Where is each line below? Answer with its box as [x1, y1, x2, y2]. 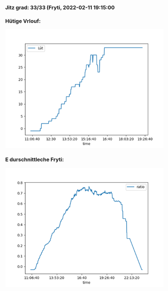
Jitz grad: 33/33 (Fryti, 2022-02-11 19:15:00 [5, 4, 115, 11]
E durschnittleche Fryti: [5, 156, 64, 163]
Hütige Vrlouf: [5, 17, 41, 24]
